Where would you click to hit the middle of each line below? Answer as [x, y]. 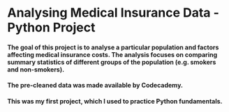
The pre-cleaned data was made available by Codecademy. [95, 86]
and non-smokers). [36, 69]
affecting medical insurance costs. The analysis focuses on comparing [112, 54]
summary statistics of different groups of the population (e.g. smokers [112, 62]
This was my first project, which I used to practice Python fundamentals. [115, 101]
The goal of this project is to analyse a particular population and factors [113, 47]
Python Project [51, 27]
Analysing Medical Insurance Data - [113, 13]
